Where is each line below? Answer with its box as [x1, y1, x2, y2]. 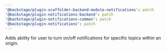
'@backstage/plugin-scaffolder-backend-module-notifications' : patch [5, 7, 154, 12]
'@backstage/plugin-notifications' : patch [5, 21, 96, 26]
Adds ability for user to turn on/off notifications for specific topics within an [5, 35, 161, 41]
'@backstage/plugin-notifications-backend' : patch [5, 12, 114, 17]
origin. [5, 40, 19, 46]
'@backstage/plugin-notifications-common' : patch [5, 16, 112, 21]
